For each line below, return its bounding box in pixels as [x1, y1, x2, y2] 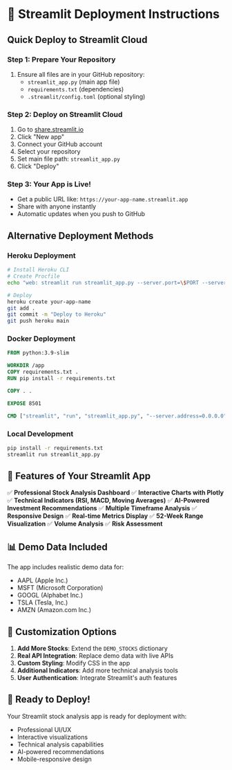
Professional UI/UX [17, 725, 72, 733]
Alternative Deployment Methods [7, 230, 154, 242]
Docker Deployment [7, 334, 76, 343]
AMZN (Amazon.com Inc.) [17, 606, 92, 614]
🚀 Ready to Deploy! [7, 694, 91, 706]
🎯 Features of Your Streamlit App [7, 470, 151, 482]
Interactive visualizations [17, 733, 88, 741]
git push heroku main [7, 318, 70, 325]
